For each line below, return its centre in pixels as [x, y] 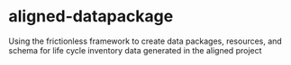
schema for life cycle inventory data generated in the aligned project [135, 50]
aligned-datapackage [91, 16]
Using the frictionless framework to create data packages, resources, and [145, 41]
